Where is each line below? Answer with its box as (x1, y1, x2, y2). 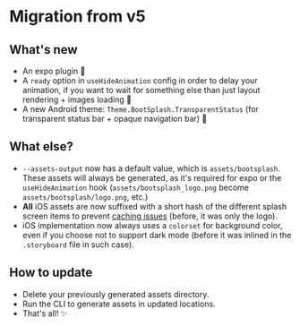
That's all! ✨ (21, 307, 68, 319)
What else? (9, 139, 73, 154)
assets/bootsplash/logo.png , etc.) (21, 191, 149, 202)
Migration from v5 (9, 6, 146, 27)
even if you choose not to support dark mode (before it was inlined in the (21, 229, 292, 240)
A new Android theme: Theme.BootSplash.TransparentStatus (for (21, 104, 260, 114)
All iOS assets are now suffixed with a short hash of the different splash (21, 201, 287, 211)
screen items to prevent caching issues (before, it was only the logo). (21, 210, 278, 221)
